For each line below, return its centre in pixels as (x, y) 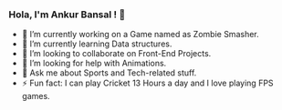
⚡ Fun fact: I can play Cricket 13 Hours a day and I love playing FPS (148, 83)
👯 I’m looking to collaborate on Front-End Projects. (116, 54)
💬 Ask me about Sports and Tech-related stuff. (109, 73)
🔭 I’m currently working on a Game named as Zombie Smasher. (140, 35)
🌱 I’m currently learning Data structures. (97, 44)
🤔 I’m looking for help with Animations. (94, 64)
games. (36, 96)
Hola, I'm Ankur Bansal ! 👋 (67, 15)
